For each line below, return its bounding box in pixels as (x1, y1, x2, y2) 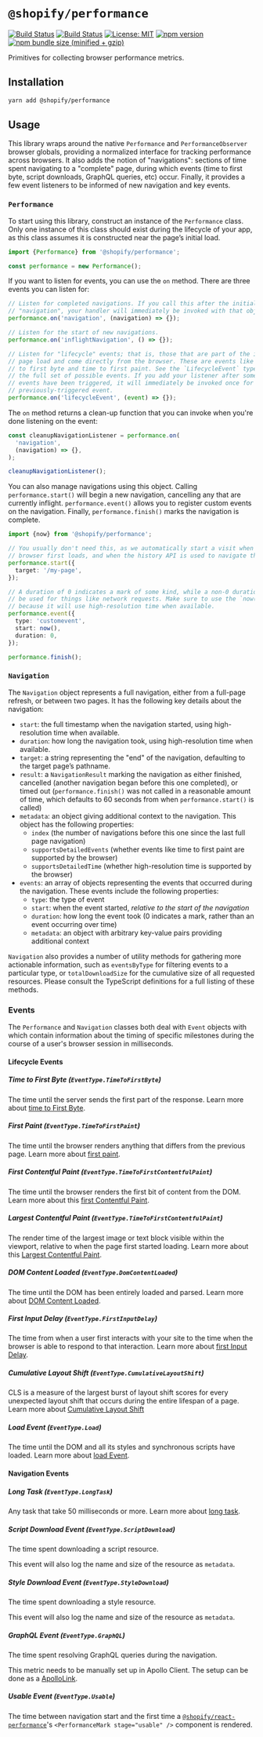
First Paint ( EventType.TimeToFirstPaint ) (8, 1121, 141, 1130)
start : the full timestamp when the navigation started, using (19, 719, 213, 728)
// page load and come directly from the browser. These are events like (8, 357, 254, 365)
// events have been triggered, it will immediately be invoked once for (8, 379, 254, 387)
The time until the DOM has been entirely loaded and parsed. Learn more (8, 1287, 244, 1297)
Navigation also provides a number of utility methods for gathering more (8, 951, 242, 961)
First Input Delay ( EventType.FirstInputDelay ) (8, 1314, 158, 1323)
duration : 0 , (15, 631, 58, 640)
